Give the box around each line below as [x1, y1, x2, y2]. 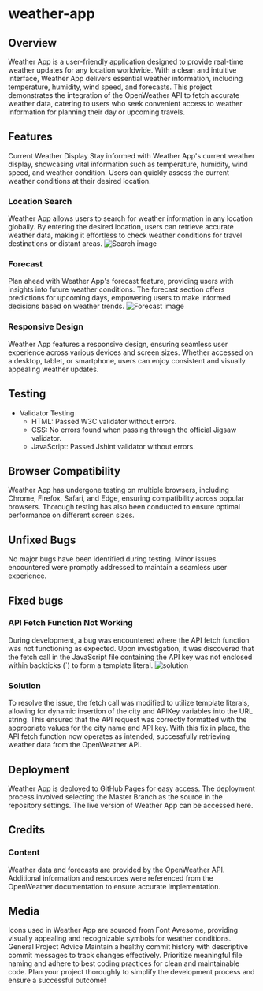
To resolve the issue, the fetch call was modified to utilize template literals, [8, 699, 250, 708]
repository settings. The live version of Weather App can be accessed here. [8, 800, 254, 810]
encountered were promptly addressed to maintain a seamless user [8, 563, 228, 572]
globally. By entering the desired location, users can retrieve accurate [8, 222, 234, 232]
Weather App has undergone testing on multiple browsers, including [8, 486, 230, 495]
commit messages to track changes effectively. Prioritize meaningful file [8, 951, 243, 960]
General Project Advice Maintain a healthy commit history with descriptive [8, 942, 249, 952]
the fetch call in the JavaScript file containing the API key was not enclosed [8, 652, 253, 661]
